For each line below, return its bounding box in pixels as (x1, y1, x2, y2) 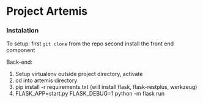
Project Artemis (6, 4, 87, 18)
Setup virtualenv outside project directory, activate (15, 71, 143, 78)
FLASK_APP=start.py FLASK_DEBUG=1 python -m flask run (15, 90, 165, 97)
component (6, 47, 35, 54)
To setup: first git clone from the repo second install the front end (6, 40, 174, 47)
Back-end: (6, 58, 32, 66)
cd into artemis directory (15, 77, 78, 84)
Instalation (6, 26, 39, 35)
